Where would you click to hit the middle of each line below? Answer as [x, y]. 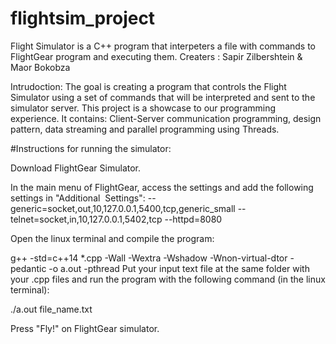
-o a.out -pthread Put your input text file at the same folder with [179, 268]
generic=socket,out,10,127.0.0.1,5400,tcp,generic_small [123, 208]
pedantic [28, 268]
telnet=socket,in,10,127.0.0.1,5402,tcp [86, 219]
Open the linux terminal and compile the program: [112, 238]
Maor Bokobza [40, 67]
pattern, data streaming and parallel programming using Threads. [145, 129]
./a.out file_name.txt [51, 309]
